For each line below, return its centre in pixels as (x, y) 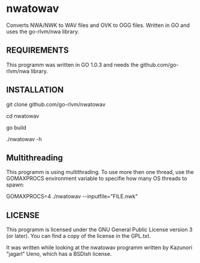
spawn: (15, 185)
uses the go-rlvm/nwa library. (43, 31)
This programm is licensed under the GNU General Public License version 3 (99, 230)
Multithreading (35, 158)
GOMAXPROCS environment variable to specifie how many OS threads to (97, 179)
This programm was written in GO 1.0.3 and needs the (72, 65)
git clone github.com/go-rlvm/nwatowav (56, 104)
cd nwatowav (23, 116)
